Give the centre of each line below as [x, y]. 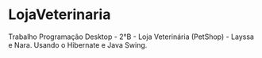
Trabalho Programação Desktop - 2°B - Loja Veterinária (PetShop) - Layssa [131, 37]
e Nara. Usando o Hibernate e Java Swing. [78, 44]
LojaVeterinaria [60, 15]
